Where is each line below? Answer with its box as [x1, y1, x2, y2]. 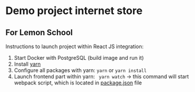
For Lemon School [5, 28, 73, 38]
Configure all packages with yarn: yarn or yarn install [13, 67, 147, 74]
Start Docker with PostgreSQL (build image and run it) [13, 54, 144, 61]
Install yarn [13, 60, 41, 67]
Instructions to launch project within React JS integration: [5, 43, 144, 50]
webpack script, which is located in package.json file [13, 79, 142, 86]
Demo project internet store [5, 4, 143, 18]
